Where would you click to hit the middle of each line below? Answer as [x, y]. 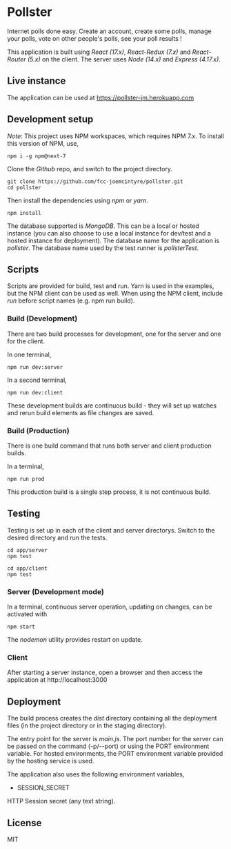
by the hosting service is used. [51, 761]
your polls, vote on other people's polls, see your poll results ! [95, 38]
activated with [27, 614]
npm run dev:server [35, 367]
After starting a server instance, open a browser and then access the [105, 672]
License [24, 823]
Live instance [37, 81]
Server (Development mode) [56, 591]
